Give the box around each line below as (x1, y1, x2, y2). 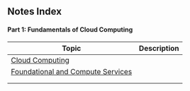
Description (138, 43, 179, 53)
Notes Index (7, 6, 62, 18)
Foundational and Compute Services (11, 66, 133, 76)
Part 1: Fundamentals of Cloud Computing (7, 25, 133, 34)
